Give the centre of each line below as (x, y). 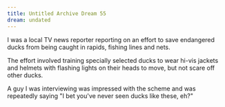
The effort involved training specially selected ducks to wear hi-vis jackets (113, 60)
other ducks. (25, 75)
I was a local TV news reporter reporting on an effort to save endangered (111, 39)
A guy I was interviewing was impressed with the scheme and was (101, 88)
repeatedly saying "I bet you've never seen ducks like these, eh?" (100, 96)
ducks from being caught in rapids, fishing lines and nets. (89, 47)
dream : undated (29, 20)
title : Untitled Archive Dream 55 (57, 13)
